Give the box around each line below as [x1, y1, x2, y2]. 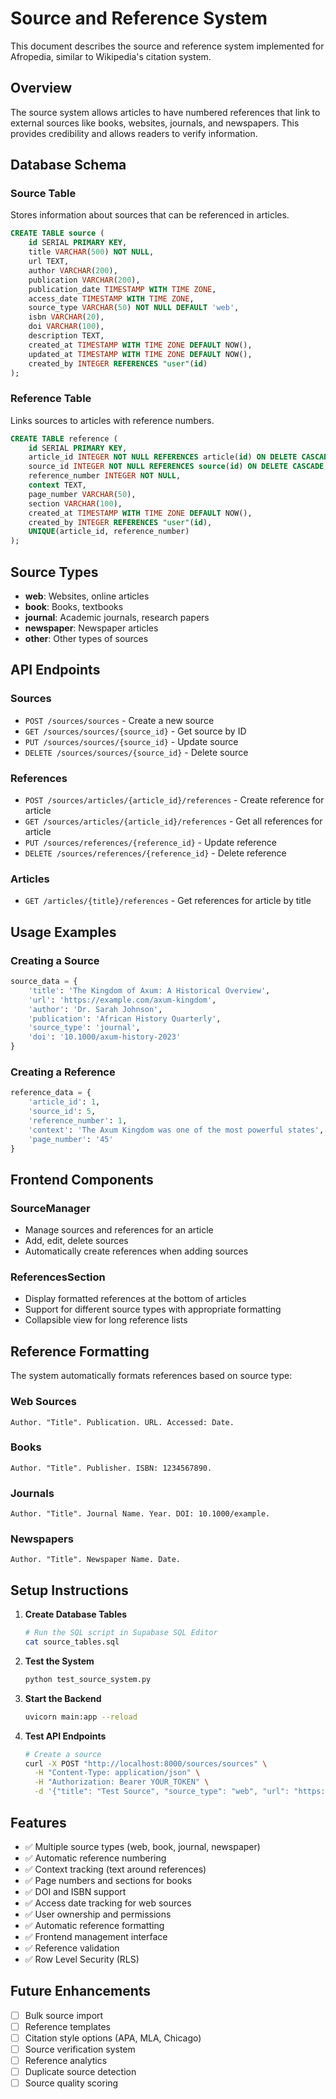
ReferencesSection [10, 1270, 106, 1284]
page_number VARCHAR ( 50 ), [28, 489, 137, 499]
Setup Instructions [10, 1582, 129, 1599]
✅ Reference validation [24, 1942, 120, 1954]
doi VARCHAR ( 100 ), [28, 322, 105, 332]
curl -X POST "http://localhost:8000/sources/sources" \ [24, 1758, 268, 1769]
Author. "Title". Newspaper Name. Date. [10, 1555, 182, 1565]
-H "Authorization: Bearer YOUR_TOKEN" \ [34, 1777, 210, 1787]
